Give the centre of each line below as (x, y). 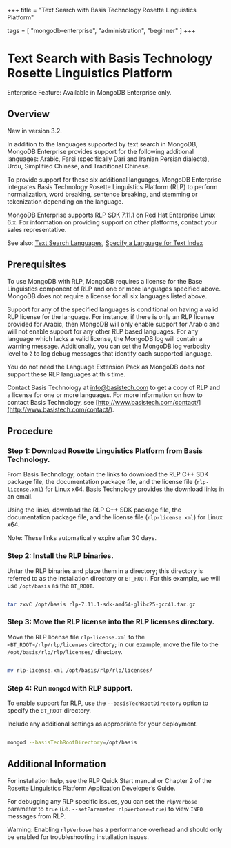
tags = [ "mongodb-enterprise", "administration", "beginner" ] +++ (102, 31)
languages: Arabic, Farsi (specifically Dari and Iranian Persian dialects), (108, 159)
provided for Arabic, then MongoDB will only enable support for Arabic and (113, 324)
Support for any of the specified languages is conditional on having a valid (113, 309)
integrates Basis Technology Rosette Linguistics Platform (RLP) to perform (112, 186)
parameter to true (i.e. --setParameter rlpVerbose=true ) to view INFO (105, 809)
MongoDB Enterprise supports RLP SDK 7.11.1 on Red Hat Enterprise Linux (111, 215)
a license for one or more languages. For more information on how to (105, 395)
